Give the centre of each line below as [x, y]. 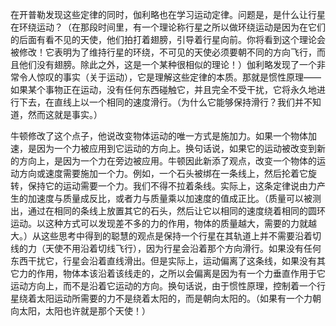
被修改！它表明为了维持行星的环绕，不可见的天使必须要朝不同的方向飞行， [163, 52]
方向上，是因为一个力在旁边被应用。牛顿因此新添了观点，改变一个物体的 [167, 161]
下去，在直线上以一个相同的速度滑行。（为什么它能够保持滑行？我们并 [161, 102]
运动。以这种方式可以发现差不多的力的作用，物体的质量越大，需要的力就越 [163, 223]
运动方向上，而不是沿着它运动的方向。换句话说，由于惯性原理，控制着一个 [163, 286]
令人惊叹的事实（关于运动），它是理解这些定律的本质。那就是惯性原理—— [170, 77]
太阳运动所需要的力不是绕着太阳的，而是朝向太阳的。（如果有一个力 [174, 298]
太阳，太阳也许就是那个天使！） [84, 311]
